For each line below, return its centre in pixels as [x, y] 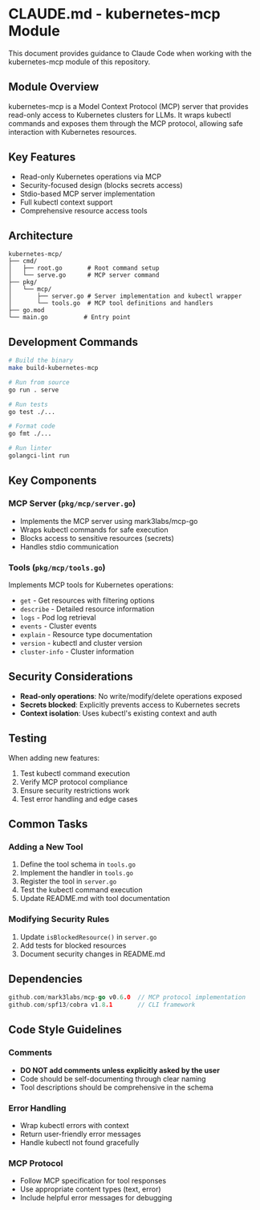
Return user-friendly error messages [81, 1134]
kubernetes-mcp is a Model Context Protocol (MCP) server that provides [128, 106]
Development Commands [73, 342]
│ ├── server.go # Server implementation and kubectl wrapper [125, 296]
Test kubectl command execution [75, 773]
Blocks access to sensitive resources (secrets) [97, 538]
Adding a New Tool [46, 847]
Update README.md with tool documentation [95, 899]
